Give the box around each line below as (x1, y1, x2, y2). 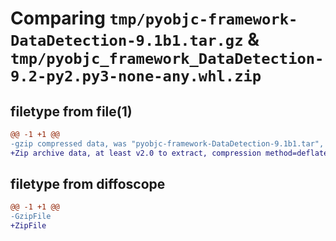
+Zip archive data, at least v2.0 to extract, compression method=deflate (10, 148, 329, 158)
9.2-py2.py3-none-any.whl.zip (10, 67, 262, 86)
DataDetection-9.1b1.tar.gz (10, 32, 244, 51)
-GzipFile (10, 212, 52, 222)
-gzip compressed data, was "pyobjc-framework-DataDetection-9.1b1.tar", (10, 138, 325, 149)
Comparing (10, 7, 106, 30)
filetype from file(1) (10, 103, 133, 120)
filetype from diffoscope (10, 176, 166, 193)
